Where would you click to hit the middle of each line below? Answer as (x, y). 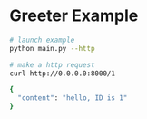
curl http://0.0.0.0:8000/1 (63, 74)
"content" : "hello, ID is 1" (73, 98)
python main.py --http (52, 48)
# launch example (42, 40)
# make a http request (52, 64)
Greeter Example (74, 16)
